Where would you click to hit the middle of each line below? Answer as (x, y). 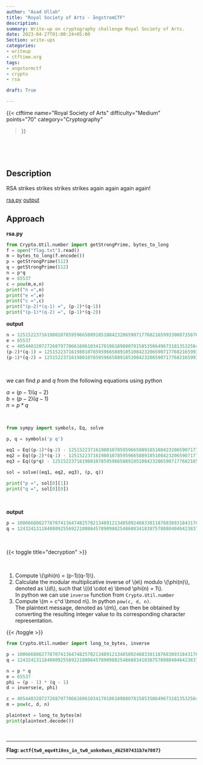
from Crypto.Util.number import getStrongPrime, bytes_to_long (88, 245)
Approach (25, 219)
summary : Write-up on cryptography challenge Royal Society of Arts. (96, 29)
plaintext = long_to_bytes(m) (44, 715)
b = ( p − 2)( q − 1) (27, 399)
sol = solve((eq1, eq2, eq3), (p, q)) (55, 472)
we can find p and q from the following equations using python (84, 381)
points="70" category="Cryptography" (55, 119)
